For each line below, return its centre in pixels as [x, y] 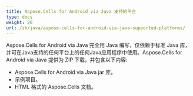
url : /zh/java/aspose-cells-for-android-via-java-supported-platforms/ [96, 28]
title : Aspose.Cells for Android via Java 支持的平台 [71, 11]
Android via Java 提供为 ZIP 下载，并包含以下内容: [67, 60]
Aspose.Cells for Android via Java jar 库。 [65, 72]
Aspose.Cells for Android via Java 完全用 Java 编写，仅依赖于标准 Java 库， [98, 45]
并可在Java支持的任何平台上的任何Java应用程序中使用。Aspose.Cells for [94, 53]
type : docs [19, 17]
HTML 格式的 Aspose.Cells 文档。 [56, 87]
